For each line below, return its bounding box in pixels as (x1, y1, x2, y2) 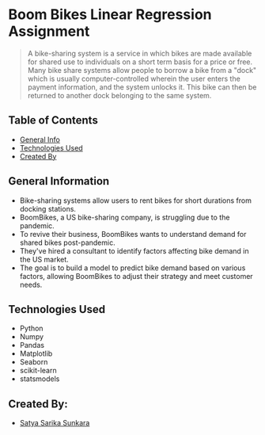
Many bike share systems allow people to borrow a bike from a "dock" (27, 65, 257, 74)
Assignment (8, 22, 90, 40)
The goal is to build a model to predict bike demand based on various (19, 263, 246, 273)
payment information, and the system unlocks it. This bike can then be (27, 82, 257, 92)
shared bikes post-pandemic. (19, 238, 116, 247)
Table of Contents (8, 113, 99, 128)
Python (19, 323, 44, 334)
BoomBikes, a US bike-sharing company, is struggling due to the (19, 212, 230, 222)
